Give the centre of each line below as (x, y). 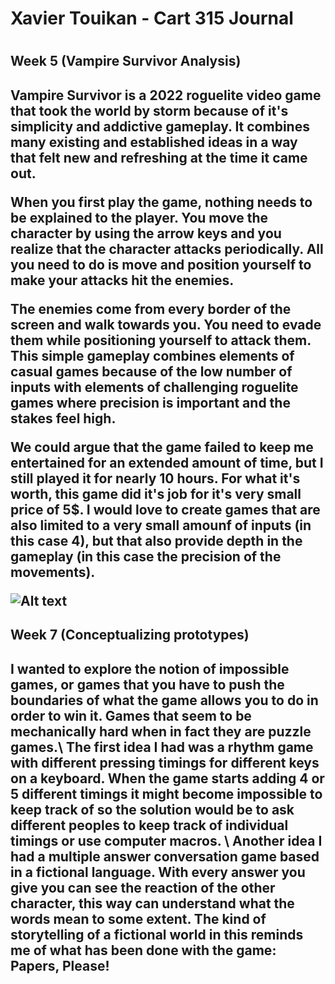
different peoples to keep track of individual (149, 825)
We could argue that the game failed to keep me (162, 447)
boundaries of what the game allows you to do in (164, 700)
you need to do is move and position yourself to (161, 264)
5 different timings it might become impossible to (166, 793)
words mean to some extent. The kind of (138, 918)
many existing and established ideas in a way (154, 142)
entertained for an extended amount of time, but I (167, 462)
